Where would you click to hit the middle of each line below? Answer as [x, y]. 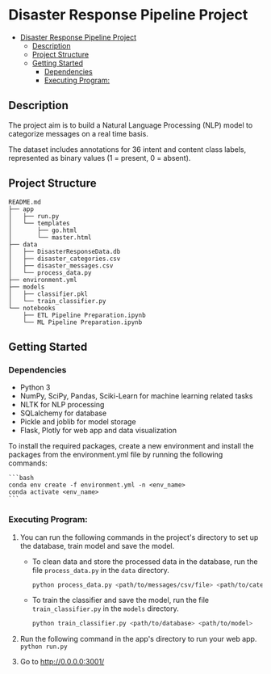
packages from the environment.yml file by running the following [116, 455]
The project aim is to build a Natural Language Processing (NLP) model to [131, 125]
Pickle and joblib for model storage [78, 422]
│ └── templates [39, 223]
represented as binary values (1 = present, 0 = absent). [100, 158]
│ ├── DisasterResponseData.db [65, 251]
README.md [25, 202]
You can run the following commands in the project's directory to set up [139, 537]
